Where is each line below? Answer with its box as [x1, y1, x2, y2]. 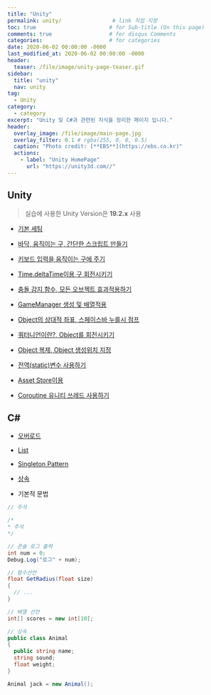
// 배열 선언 [7, 608, 40, 615]
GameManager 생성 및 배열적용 [17, 300, 107, 309]
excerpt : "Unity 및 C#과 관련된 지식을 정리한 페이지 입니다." [7, 116, 173, 123]
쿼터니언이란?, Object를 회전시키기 [17, 330, 115, 339]
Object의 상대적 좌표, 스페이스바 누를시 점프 [17, 315, 140, 324]
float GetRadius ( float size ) [7, 575, 94, 583]
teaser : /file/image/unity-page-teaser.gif [13, 63, 144, 71]
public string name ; [13, 648, 75, 655]
